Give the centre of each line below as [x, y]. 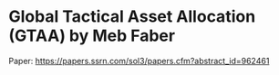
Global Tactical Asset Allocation [132, 17]
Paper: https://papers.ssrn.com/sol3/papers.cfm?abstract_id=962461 [139, 61]
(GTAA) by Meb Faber [92, 36]
